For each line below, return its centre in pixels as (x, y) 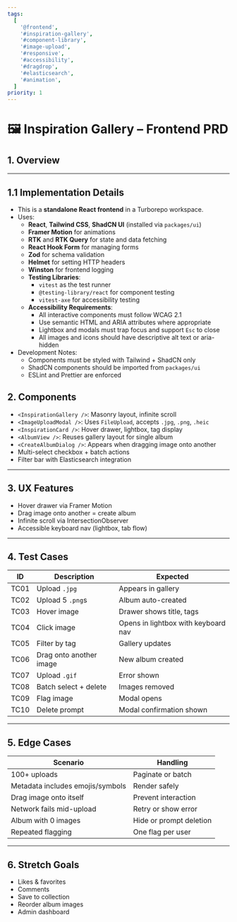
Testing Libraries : (54, 277)
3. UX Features (41, 488)
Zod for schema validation (66, 254)
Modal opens (140, 698)
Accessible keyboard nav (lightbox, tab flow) (83, 528)
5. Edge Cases (39, 742)
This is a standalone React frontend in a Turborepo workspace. (110, 209)
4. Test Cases (38, 557)
